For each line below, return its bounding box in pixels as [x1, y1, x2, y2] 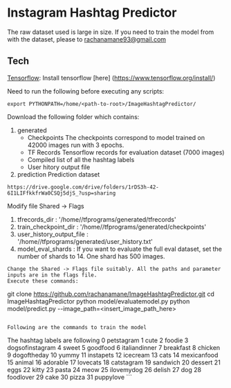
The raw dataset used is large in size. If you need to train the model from [7, 28, 214, 36]
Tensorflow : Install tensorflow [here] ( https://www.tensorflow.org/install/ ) [7, 73, 216, 82]
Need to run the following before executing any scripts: [7, 87, 165, 95]
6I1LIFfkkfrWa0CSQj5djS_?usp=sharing [7, 189, 116, 197]
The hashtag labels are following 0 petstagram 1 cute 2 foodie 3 [7, 336, 189, 344]
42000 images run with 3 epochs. [27, 141, 124, 149]
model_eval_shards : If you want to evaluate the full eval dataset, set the [17, 245, 223, 253]
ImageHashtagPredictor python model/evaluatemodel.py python [7, 297, 190, 306]
